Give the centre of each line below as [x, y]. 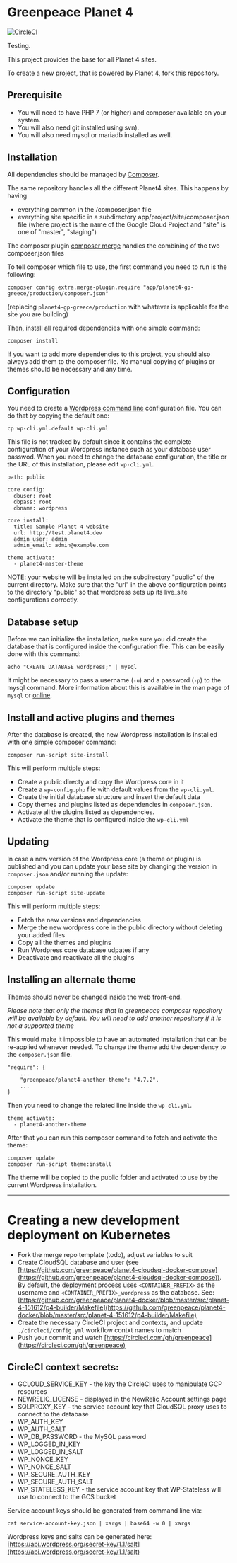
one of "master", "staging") [57, 231]
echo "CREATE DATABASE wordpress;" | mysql [72, 667]
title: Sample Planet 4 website [61, 527]
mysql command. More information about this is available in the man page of [119, 688]
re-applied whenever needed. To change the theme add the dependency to [117, 1047]
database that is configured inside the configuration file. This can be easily [116, 647]
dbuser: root [33, 496]
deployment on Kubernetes [89, 1235]
